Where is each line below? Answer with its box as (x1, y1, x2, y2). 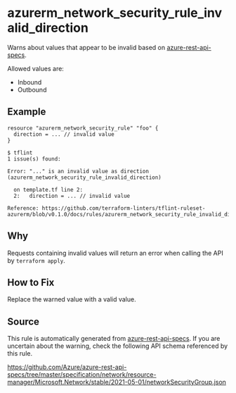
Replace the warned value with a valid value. (7, 295, 136, 304)
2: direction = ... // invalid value (13, 192, 131, 199)
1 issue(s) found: (7, 155, 61, 163)
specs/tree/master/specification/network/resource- (7, 370, 157, 379)
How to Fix (7, 276, 55, 288)
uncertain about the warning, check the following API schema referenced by (7, 342, 228, 350)
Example (7, 106, 46, 118)
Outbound (17, 85, 47, 94)
